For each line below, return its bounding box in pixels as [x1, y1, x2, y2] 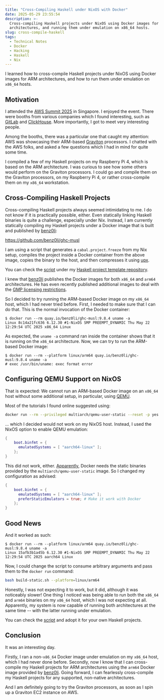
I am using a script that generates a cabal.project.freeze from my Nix [5, 246, 147, 253]
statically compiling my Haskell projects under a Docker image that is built [5, 222, 154, 228]
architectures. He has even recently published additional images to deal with [5, 281, 159, 287]
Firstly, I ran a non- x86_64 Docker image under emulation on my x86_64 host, [5, 653, 159, 660]
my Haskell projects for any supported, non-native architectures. [5, 674, 136, 680]
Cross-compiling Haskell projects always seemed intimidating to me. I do [5, 207, 152, 212]
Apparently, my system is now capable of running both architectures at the [5, 602, 156, 608]
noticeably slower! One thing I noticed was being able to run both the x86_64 [5, 592, 159, 597]
